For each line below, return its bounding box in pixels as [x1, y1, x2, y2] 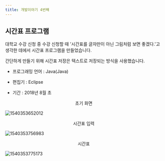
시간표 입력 [73, 121, 95, 127]
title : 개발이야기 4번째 [5, 7, 50, 12]
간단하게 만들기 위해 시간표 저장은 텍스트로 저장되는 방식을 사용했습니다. [5, 58, 145, 64]
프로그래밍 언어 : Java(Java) [12, 68, 69, 75]
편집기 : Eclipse [12, 79, 43, 85]
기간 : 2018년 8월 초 [12, 90, 52, 96]
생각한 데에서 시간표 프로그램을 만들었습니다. [5, 47, 92, 53]
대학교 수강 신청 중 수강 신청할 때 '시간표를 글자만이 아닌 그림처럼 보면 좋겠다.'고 [5, 41, 161, 47]
